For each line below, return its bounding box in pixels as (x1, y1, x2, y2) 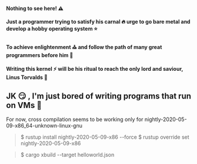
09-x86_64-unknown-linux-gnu (6, 122, 82, 129)
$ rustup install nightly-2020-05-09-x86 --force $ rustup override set (20, 133, 189, 141)
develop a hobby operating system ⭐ (6, 25, 98, 32)
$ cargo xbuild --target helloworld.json (20, 151, 115, 159)
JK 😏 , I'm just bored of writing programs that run (6, 91, 192, 101)
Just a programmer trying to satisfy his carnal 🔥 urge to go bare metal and (6, 18, 191, 25)
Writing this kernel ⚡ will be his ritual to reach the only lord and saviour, (6, 65, 183, 73)
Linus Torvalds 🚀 (6, 74, 48, 81)
